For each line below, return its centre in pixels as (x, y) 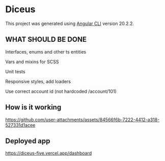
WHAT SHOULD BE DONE (46, 39)
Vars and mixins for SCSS (32, 62)
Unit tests (15, 71)
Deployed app (28, 141)
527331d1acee (20, 125)
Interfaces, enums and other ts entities (46, 51)
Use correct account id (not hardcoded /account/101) (61, 91)
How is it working (33, 107)
